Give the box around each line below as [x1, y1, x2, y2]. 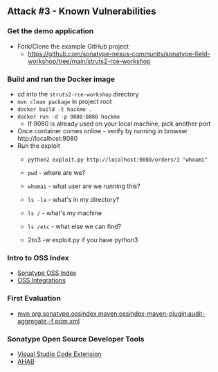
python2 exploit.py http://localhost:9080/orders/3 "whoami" [27, 156, 208, 163]
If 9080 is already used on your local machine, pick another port [27, 119, 211, 128]
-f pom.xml [48, 316, 80, 325]
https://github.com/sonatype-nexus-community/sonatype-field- [27, 49, 211, 58]
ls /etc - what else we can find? [27, 222, 122, 230]
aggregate [17, 316, 47, 325]
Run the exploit [17, 142, 61, 150]
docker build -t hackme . [17, 105, 92, 113]
